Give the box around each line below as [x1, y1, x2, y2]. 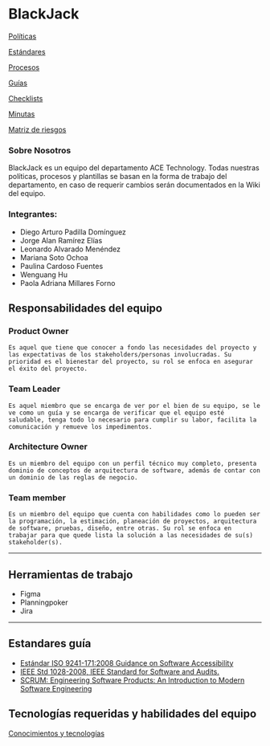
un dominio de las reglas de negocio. [8, 473, 138, 482]
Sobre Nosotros [8, 145, 72, 156]
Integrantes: [8, 209, 58, 220]
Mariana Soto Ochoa [19, 252, 88, 262]
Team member [8, 491, 67, 503]
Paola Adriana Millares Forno [19, 278, 116, 287]
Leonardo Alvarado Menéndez [19, 244, 121, 254]
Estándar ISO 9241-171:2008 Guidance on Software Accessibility [19, 658, 234, 667]
